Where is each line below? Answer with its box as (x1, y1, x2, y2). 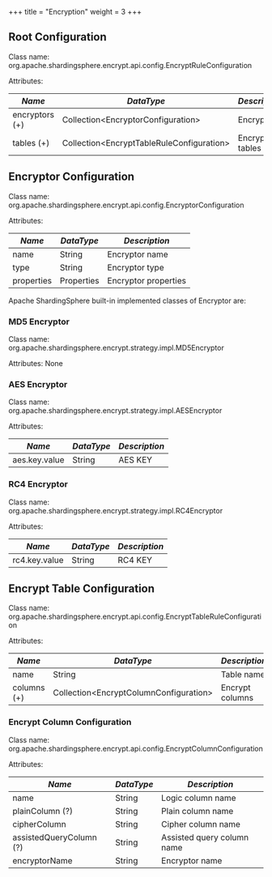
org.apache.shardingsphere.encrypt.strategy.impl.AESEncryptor (8, 406, 223, 415)
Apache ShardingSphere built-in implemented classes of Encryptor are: (8, 296, 247, 305)
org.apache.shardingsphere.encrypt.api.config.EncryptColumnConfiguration (8, 743, 263, 753)
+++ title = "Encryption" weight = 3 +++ (8, 7, 142, 16)
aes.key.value (12, 454, 65, 466)
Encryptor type (107, 262, 164, 273)
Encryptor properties (107, 275, 186, 286)
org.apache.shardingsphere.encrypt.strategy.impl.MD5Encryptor (8, 343, 224, 352)
